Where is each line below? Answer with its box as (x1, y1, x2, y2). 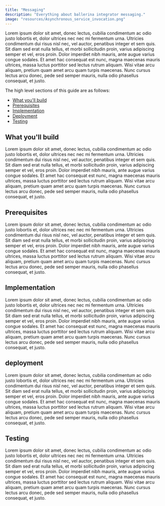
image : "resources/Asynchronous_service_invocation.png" (5, 16, 126, 21)
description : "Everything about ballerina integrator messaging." (5, 12, 146, 17)
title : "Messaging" (5, 7, 46, 12)
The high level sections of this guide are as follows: (5, 88, 110, 94)
